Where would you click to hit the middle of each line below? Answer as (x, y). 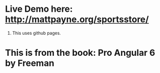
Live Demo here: (39, 9)
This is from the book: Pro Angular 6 (80, 53)
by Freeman (30, 63)
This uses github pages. (37, 33)
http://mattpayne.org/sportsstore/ (77, 19)
